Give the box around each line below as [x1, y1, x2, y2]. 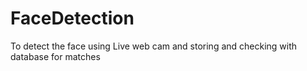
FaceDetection [10, 7, 135, 30]
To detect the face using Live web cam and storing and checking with [10, 40, 298, 52]
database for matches [10, 50, 101, 62]
